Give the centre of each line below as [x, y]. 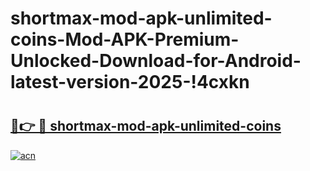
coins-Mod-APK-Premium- [125, 39]
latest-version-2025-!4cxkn [130, 82]
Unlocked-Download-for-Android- [156, 61]
